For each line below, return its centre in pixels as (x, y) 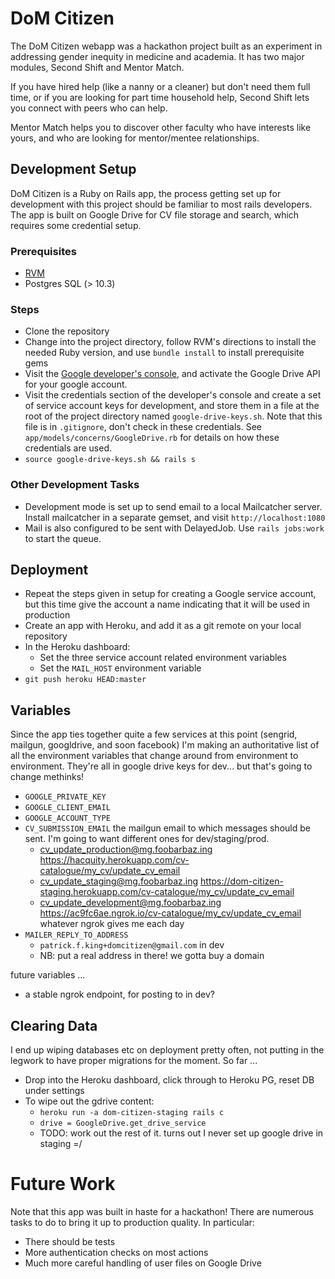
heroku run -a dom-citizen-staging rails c (132, 1113)
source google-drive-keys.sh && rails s (110, 460)
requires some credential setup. (76, 225)
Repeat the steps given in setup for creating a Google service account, (170, 594)
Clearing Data (54, 1025)
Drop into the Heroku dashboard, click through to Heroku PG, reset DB (169, 1080)
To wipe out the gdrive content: (89, 1101)
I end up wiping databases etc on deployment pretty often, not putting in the (167, 1050)
